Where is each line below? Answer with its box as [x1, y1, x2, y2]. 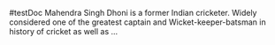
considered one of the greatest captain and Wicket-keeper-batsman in [9, 17, 267, 27]
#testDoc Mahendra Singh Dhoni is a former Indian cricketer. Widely [9, 8, 257, 18]
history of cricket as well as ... [9, 26, 118, 36]
